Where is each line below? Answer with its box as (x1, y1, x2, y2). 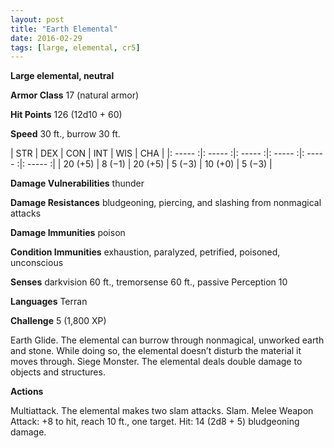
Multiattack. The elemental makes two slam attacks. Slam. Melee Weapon (10, 405, 314, 417)
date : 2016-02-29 (10, 33, 83, 43)
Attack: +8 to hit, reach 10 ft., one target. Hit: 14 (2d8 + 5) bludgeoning (10, 416, 300, 428)
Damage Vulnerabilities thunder (10, 177, 145, 190)
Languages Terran (10, 296, 88, 308)
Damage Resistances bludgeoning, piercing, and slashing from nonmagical (10, 197, 322, 209)
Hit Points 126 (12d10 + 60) (10, 109, 123, 121)
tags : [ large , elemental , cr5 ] (10, 42, 141, 53)
